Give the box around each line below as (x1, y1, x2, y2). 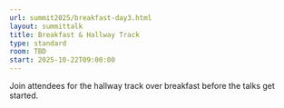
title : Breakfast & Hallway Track (9, 30, 141, 39)
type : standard (9, 38, 67, 48)
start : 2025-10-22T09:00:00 (9, 55, 116, 64)
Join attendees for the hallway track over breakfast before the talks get (9, 81, 275, 91)
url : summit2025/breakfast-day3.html (9, 13, 152, 23)
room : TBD (9, 47, 47, 56)
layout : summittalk (9, 22, 83, 31)
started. (9, 90, 39, 101)
